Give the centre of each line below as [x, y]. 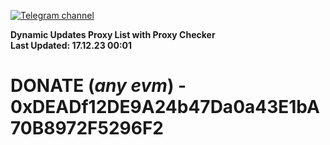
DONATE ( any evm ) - [98, 86]
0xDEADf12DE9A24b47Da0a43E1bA [165, 107]
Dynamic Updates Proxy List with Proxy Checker [113, 34]
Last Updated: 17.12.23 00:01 [71, 45]
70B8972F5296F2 [87, 128]
